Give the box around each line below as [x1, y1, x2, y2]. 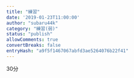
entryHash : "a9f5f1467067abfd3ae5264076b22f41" [6, 48, 129, 54]
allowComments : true [6, 37, 59, 43]
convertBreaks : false [6, 43, 61, 49]
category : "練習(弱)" [6, 25, 58, 32]
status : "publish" [6, 31, 53, 37]
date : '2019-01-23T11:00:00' [6, 14, 80, 20]
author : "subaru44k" [6, 20, 59, 26]
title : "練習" [6, 8, 41, 15]
